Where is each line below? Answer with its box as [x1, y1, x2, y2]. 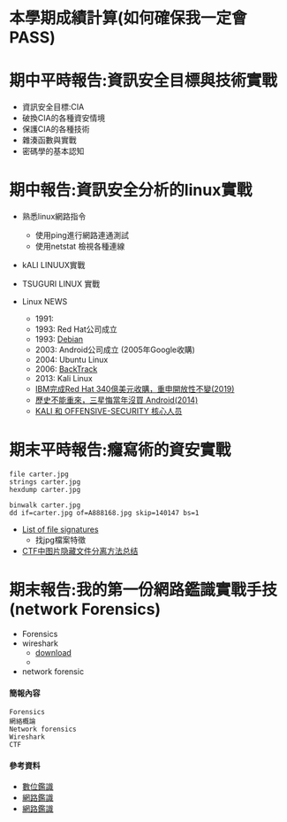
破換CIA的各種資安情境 [21, 112, 106, 124]
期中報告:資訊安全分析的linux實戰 [9, 181, 253, 200]
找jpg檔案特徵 [34, 534, 87, 545]
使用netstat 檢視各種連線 [34, 241, 125, 252]
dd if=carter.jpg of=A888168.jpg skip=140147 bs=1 [9, 509, 200, 518]
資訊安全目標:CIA [21, 102, 85, 112]
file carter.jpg [9, 470, 69, 479]
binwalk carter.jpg [9, 501, 81, 510]
